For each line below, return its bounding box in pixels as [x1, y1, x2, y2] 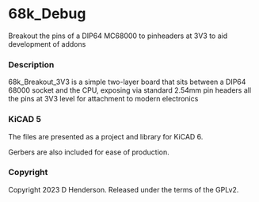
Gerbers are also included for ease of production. [8, 147, 170, 157]
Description [8, 59, 55, 70]
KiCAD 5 [8, 114, 42, 125]
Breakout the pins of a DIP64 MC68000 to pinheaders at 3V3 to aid [8, 31, 228, 40]
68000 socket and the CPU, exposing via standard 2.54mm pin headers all [8, 86, 252, 95]
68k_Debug [8, 5, 86, 23]
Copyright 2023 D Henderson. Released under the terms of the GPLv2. [8, 185, 239, 194]
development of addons [8, 39, 86, 48]
